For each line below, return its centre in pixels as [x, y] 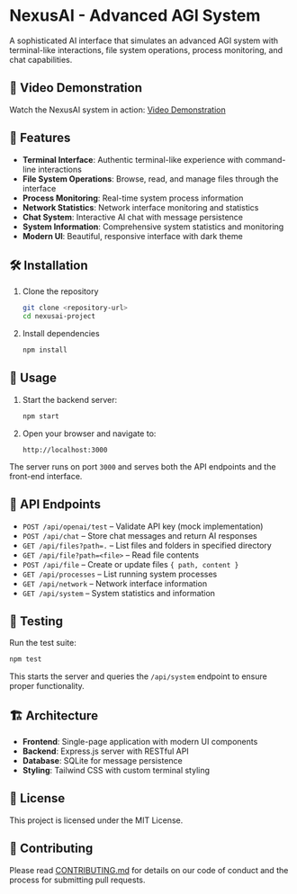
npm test [26, 659]
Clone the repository [60, 291]
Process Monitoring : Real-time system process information [133, 198]
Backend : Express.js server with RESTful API [105, 751]
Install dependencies [61, 334]
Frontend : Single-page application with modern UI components [140, 742]
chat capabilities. [41, 59]
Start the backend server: [70, 399]
